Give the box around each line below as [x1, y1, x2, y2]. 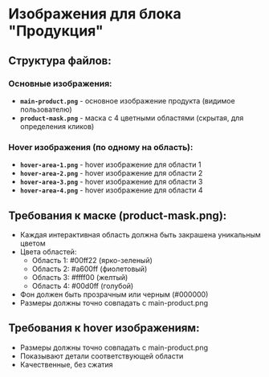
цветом [19, 238, 46, 248]
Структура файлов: [8, 54, 112, 67]
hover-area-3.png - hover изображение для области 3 [19, 177, 203, 187]
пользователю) [19, 104, 72, 114]
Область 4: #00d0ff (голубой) [31, 281, 134, 290]
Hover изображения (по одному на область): [8, 141, 194, 152]
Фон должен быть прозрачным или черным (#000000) [19, 290, 209, 299]
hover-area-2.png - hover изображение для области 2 [19, 168, 203, 178]
